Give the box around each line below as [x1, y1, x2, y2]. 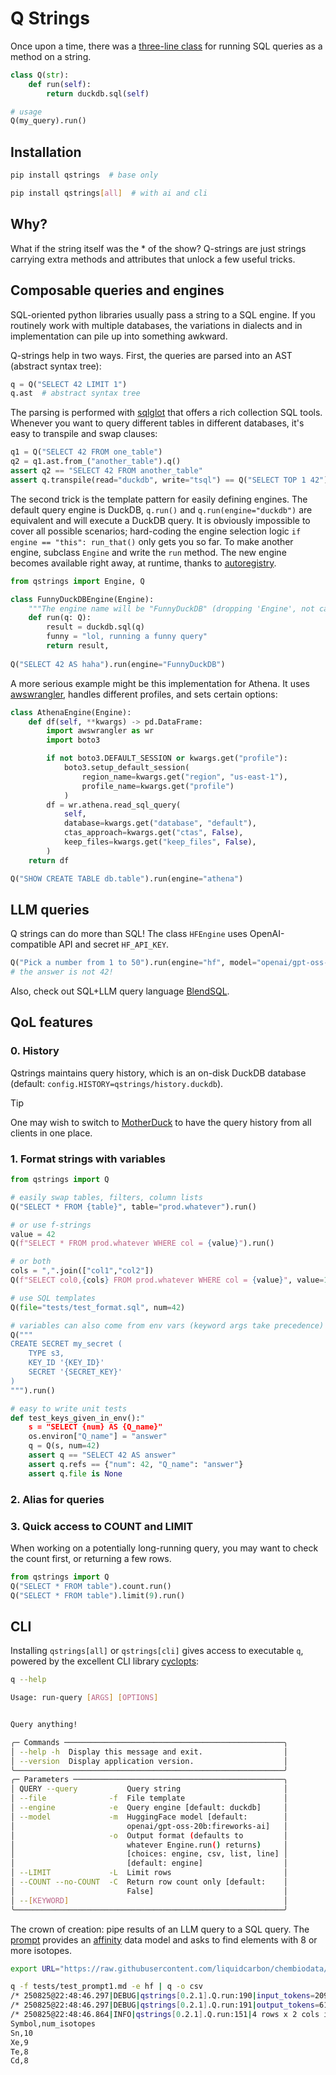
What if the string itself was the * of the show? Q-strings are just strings [10, 242, 307, 254]
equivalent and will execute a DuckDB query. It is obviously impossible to [10, 514, 311, 526]
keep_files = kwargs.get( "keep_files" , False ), [63, 837, 257, 847]
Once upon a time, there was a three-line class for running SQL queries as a [10, 40, 323, 52]
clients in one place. [10, 1127, 93, 1139]
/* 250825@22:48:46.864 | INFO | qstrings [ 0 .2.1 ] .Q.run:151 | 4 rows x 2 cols [10, 2010, 320, 2020]
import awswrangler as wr [46, 726, 155, 736]
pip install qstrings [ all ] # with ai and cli [10, 188, 208, 198]
